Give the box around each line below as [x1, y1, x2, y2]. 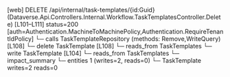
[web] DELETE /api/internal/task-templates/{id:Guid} [7, 6, 156, 14]
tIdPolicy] [7, 35, 34, 43]
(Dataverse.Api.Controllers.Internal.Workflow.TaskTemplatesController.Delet [7, 13, 221, 21]
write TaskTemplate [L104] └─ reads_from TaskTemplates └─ [7, 49, 180, 57]
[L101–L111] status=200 [14, 20, 79, 28]
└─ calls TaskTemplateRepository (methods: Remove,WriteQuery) [35, 35, 221, 43]
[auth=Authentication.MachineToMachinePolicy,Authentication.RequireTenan [7, 27, 224, 35]
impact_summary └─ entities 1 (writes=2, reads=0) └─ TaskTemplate [7, 57, 201, 64]
